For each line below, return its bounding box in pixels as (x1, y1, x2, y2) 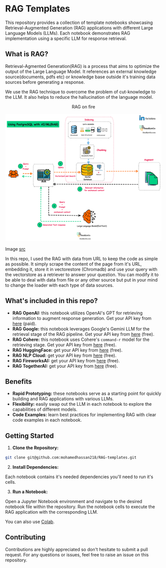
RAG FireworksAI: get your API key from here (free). (12, 357, 120, 363)
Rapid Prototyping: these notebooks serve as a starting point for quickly (12, 390, 162, 397)
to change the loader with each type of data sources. (5, 282, 114, 288)
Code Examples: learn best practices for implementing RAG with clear (12, 412, 157, 418)
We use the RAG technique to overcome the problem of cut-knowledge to (5, 88, 156, 95)
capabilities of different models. (12, 406, 78, 412)
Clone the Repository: (12, 445, 59, 451)
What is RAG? (5, 50, 49, 58)
